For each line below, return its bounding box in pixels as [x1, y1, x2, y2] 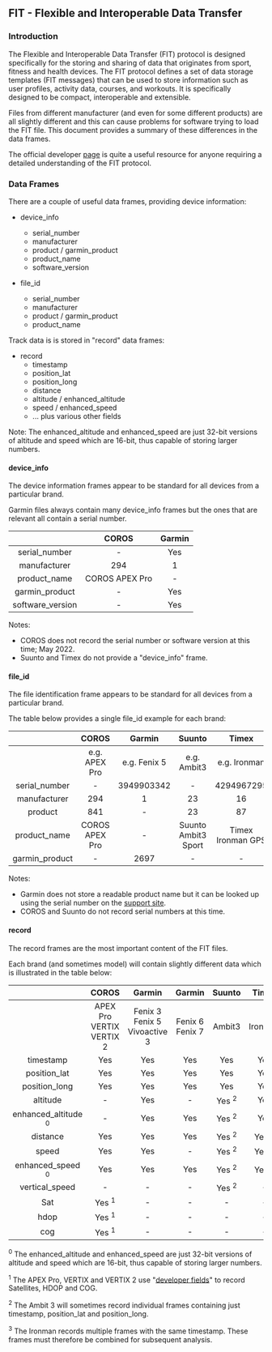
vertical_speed [19, 1182, 75, 1193]
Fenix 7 [176, 1026, 205, 1037]
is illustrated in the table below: [8, 967, 113, 977]
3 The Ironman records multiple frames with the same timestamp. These [8, 1324, 249, 1336]
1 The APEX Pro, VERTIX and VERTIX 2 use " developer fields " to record [8, 1273, 245, 1285]
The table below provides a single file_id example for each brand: [8, 714, 227, 723]
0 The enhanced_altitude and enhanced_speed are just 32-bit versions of [8, 1248, 253, 1259]
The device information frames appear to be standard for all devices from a [8, 481, 260, 491]
